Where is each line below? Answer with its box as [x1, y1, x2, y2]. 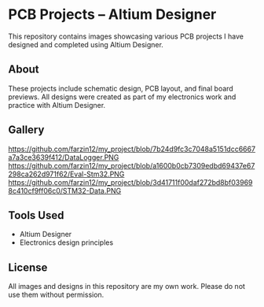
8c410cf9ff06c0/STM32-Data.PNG [8, 186, 122, 195]
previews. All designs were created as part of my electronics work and [8, 92, 236, 102]
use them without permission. [8, 290, 104, 300]
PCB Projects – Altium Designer [8, 6, 217, 24]
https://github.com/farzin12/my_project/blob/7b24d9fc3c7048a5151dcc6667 [8, 144, 256, 153]
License [8, 261, 48, 274]
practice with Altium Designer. [8, 100, 106, 109]
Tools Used [8, 209, 64, 222]
